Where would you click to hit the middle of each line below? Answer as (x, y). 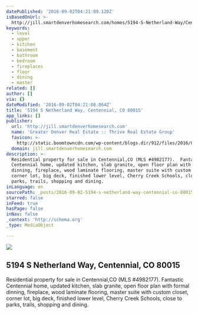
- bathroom (25, 55)
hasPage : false (25, 209)
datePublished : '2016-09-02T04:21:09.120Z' (60, 11)
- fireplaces (27, 66)
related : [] (21, 88)
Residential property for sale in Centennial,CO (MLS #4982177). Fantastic (95, 279)
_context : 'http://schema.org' (44, 220)
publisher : (19, 121)
